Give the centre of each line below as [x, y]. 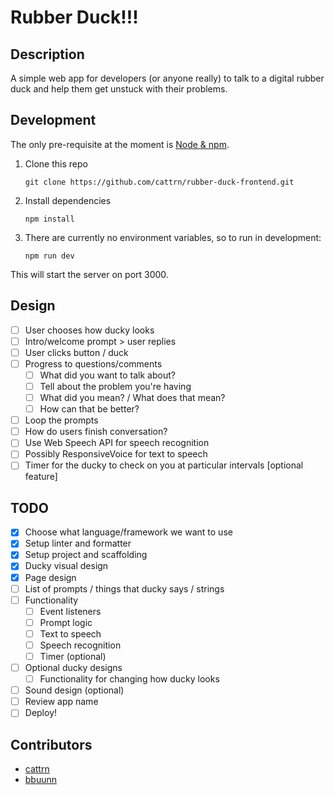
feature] [41, 477]
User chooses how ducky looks [89, 330]
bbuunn [41, 780]
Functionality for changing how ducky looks [129, 679]
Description [47, 54]
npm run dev [49, 256]
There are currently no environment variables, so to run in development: [173, 237]
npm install [49, 219]
